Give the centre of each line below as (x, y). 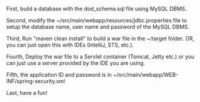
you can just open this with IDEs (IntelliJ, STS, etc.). (70, 45)
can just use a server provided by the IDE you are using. (76, 63)
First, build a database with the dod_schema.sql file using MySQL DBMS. (96, 9)
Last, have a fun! (27, 93)
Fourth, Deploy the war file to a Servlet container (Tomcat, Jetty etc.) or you (100, 56)
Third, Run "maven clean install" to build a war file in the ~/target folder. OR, (100, 38)
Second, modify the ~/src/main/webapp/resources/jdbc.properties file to (97, 20)
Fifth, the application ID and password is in (59, 75)
